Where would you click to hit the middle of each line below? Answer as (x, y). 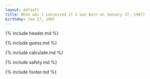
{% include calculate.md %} (34, 52)
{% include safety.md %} (31, 62)
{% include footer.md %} (31, 72)
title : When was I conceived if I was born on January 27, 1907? (75, 14)
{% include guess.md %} (31, 43)
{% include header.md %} (32, 33)
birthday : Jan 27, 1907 (30, 19)
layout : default (22, 10)
